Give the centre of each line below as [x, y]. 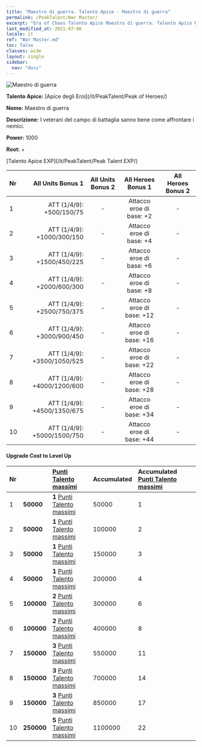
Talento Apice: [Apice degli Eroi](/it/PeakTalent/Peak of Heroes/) [87, 96]
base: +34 [140, 414]
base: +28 [140, 390]
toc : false [20, 46]
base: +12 [140, 315]
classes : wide [24, 51]
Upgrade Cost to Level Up [39, 455]
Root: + [16, 149]
